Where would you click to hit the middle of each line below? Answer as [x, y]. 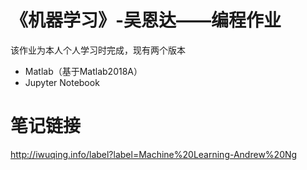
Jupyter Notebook [62, 82]
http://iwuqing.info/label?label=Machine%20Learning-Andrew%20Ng [154, 154]
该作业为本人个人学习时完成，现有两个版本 [98, 50]
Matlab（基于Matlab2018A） [83, 71]
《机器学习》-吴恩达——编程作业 [146, 20]
